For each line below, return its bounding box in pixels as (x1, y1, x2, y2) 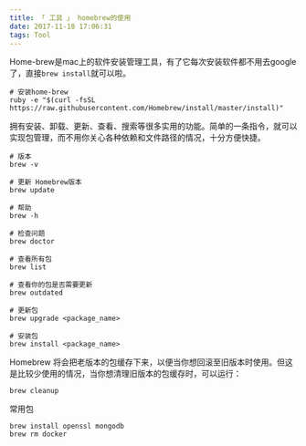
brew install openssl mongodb (9, 421, 125, 431)
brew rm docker (9, 430, 68, 439)
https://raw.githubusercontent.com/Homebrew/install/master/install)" (9, 104, 284, 113)
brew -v (9, 161, 39, 170)
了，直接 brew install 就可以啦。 (9, 67, 131, 78)
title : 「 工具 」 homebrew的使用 (9, 13, 132, 23)
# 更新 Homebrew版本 (9, 178, 82, 187)
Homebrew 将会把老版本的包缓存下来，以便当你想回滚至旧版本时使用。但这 (9, 357, 294, 368)
